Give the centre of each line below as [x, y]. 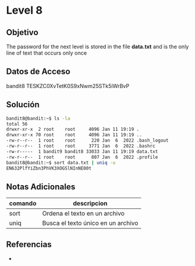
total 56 [17, 124]
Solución [23, 105]
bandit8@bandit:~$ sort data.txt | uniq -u [61, 162]
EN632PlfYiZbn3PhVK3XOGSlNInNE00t [49, 168]
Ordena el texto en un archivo [83, 214]
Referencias [29, 244]
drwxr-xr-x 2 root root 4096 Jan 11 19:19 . [73, 129]
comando [23, 204]
